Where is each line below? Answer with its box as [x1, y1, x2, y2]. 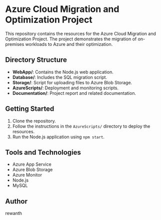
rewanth [5, 211, 22, 217]
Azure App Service [12, 161, 51, 168]
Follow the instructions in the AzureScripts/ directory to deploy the [12, 123, 150, 129]
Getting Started [5, 105, 54, 113]
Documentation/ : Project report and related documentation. [12, 90, 136, 96]
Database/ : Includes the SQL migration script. [12, 74, 107, 80]
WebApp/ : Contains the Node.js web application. [12, 69, 113, 75]
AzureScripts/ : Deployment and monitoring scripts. [12, 85, 119, 91]
